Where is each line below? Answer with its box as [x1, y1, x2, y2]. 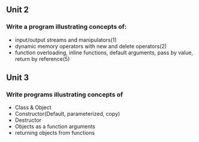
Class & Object [14, 104, 52, 111]
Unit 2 [6, 5, 29, 15]
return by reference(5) [14, 55, 70, 62]
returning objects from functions [14, 129, 95, 137]
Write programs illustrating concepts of [6, 91, 124, 98]
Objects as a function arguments [14, 123, 96, 130]
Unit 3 [6, 73, 29, 83]
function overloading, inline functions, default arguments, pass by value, [14, 49, 193, 56]
